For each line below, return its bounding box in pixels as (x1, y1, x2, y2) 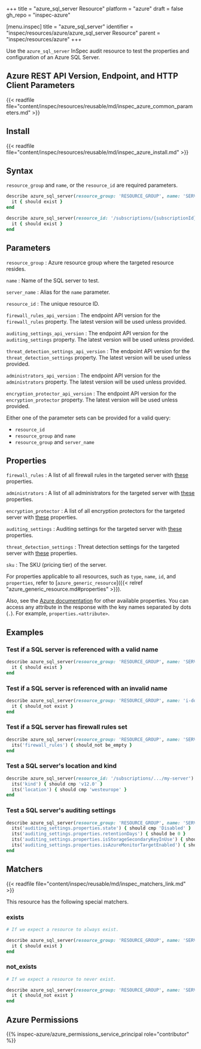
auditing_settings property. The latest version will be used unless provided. (6, 336, 195, 343)
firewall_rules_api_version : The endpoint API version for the (6, 311, 160, 319)
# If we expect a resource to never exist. (6, 976, 117, 982)
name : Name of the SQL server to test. (6, 276, 100, 284)
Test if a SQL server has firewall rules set (6, 723, 127, 731)
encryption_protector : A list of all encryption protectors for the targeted (6, 507, 185, 515)
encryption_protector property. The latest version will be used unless (6, 396, 178, 403)
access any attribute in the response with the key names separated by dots (6, 604, 191, 611)
